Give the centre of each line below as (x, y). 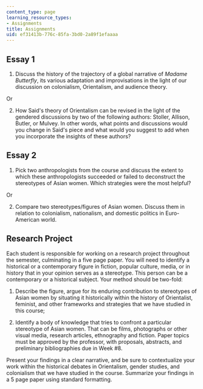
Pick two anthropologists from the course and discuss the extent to (99, 170)
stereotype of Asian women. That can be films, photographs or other (101, 329)
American (27, 219)
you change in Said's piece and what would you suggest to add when (102, 130)
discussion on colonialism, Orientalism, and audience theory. (91, 86)
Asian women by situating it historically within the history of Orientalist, (104, 297)
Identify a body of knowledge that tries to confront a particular (93, 322)
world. (48, 219)
